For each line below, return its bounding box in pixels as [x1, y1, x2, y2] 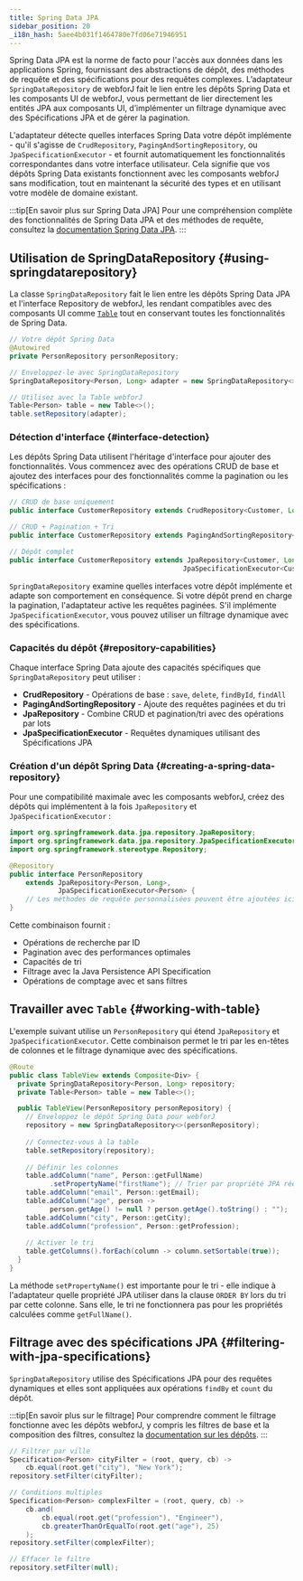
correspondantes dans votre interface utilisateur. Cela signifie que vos [9, 159, 271, 170]
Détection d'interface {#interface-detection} [9, 431, 210, 444]
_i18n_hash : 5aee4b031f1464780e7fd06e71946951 [9, 30, 188, 39]
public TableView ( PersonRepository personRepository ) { [17, 1104, 232, 1113]
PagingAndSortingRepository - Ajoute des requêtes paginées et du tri [22, 698, 286, 710]
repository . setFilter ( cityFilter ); [9, 1472, 143, 1481]
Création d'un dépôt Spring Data [9, 759, 155, 772]
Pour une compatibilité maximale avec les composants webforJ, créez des [9, 792, 285, 803]
